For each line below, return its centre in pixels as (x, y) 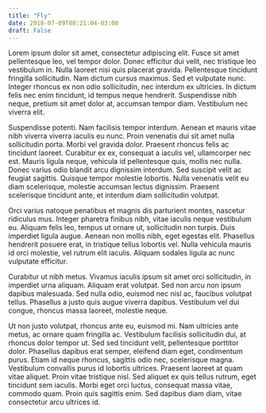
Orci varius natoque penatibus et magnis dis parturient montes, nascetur (127, 211)
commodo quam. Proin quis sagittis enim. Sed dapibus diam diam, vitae (125, 394)
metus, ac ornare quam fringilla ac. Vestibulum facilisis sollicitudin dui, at (127, 334)
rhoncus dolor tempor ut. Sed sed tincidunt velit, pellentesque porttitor (123, 343)
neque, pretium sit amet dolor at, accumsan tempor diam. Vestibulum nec (128, 103)
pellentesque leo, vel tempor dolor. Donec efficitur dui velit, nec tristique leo (132, 61)
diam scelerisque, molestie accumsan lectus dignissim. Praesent (114, 187)
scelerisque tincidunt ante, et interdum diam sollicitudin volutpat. (114, 195)
